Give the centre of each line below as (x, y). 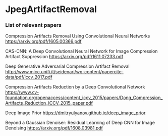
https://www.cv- (22, 93)
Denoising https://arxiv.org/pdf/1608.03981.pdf (54, 128)
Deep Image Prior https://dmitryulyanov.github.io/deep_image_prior (75, 113)
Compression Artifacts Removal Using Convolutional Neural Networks (78, 36)
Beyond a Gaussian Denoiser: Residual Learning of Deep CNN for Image (80, 123)
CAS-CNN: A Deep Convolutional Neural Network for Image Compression (81, 51)
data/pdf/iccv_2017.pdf (29, 77)
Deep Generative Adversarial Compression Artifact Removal (67, 66)
